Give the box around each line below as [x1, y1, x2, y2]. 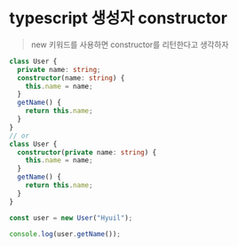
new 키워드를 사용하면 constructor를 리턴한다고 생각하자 [30, 39, 229, 50]
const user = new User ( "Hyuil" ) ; [9, 213, 133, 222]
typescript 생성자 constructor [9, 8, 228, 28]
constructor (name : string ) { [17, 73, 125, 83]
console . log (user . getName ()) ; [9, 229, 122, 238]
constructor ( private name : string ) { [17, 147, 157, 156]
